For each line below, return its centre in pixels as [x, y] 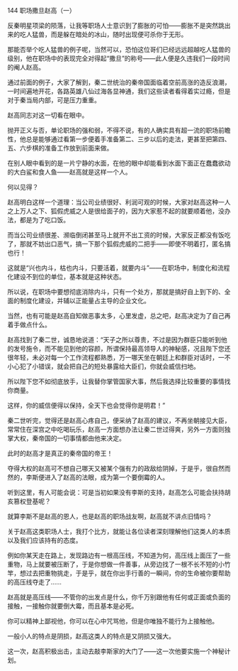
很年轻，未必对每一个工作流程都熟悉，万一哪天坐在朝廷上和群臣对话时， [113, 358]
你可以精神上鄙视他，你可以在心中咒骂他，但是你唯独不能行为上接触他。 [113, 621]
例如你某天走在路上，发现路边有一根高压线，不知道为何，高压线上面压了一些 [119, 555]
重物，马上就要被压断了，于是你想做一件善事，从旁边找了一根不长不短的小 [116, 564]
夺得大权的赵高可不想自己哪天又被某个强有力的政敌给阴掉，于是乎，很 [110, 468]
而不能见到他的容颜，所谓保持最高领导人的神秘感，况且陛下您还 [137, 349]
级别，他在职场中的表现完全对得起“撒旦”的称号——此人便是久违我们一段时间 [119, 58]
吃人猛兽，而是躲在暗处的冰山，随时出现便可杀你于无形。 [103, 34]
